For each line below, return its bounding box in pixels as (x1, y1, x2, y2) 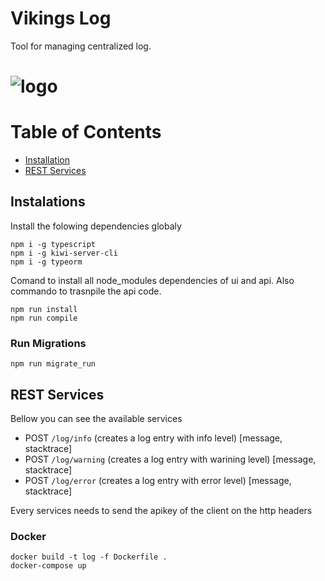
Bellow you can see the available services (10, 412, 183, 424)
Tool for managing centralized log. (10, 40, 152, 52)
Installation (24, 154, 71, 166)
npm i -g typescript (10, 239, 97, 249)
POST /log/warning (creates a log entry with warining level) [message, (24, 453, 317, 465)
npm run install (10, 304, 78, 314)
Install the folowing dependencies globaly (10, 220, 182, 232)
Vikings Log (10, 7, 112, 30)
